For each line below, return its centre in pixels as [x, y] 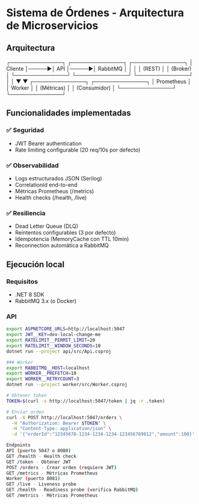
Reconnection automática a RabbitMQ [62, 245]
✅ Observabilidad [32, 165]
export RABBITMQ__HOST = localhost [48, 368]
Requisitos [22, 281]
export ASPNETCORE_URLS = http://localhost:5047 [66, 329]
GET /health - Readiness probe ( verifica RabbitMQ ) [72, 490]
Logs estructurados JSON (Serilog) [58, 178]
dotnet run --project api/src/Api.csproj [59, 351]
